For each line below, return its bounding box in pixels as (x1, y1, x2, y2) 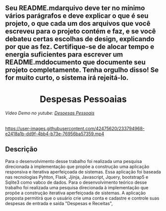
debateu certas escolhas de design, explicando (5, 35, 155, 44)
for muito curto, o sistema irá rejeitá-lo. (5, 74, 129, 82)
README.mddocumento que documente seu (5, 58, 146, 66)
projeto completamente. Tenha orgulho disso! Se (5, 66, 159, 74)
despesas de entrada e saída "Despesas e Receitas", (5, 200, 113, 206)
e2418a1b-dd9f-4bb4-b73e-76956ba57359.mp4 (5, 131, 105, 137)
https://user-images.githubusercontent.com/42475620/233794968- (5, 125, 145, 131)
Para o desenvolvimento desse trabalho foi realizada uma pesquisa (5, 158, 142, 164)
